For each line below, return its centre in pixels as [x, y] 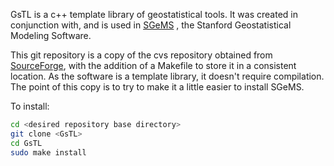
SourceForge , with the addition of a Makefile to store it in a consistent [153, 65]
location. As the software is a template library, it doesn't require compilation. [167, 76]
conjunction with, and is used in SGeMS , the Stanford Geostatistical [151, 25]
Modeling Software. [51, 35]
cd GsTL [26, 143]
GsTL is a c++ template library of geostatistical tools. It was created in [154, 14]
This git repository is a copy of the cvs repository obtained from [141, 55]
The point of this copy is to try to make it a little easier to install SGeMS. [157, 87]
